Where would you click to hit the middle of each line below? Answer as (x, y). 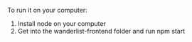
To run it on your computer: (47, 10)
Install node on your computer (62, 23)
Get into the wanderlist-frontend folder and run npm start (101, 31)
